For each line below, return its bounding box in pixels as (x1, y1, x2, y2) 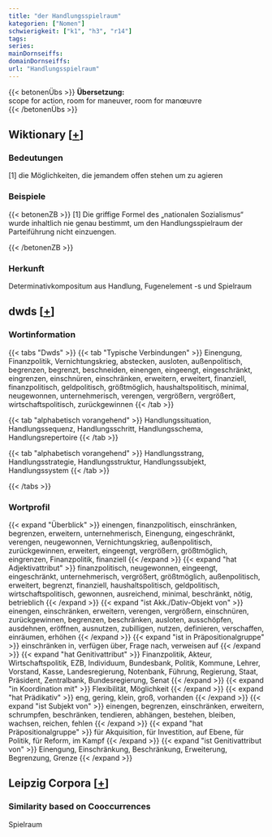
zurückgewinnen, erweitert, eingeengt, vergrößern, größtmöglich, (8, 546, 228, 556)
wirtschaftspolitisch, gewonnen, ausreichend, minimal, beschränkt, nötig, (8, 589, 253, 599)
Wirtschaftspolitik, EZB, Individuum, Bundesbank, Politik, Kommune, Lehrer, (8, 658, 261, 668)
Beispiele (8, 191, 46, 202)
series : (8, 42, 35, 50)
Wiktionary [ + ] (8, 128, 84, 142)
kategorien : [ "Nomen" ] (8, 20, 85, 28)
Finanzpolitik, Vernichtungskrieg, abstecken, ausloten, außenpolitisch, (8, 356, 243, 366)
